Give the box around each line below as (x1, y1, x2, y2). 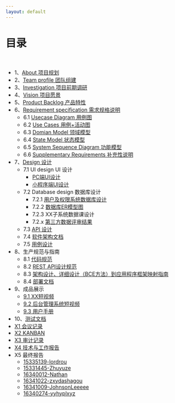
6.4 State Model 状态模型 (23, 136, 85, 143)
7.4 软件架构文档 (23, 233, 64, 240)
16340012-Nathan (23, 371, 68, 378)
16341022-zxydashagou (23, 377, 83, 384)
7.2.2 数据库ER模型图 (32, 203, 84, 210)
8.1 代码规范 (23, 255, 53, 263)
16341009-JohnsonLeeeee (23, 383, 89, 390)
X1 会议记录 (14, 322, 43, 330)
